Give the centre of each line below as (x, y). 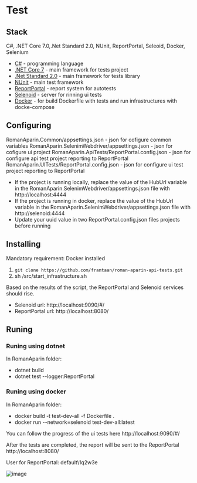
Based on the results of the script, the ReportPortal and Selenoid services (95, 287)
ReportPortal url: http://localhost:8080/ (62, 311)
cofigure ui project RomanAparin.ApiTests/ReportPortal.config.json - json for (98, 152)
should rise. (20, 293)
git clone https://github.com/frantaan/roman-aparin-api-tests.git (98, 270)
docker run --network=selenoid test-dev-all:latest (74, 422)
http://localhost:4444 (40, 195)
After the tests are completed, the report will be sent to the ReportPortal (93, 445)
